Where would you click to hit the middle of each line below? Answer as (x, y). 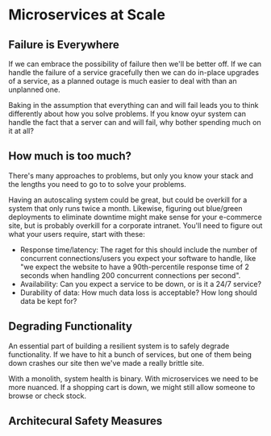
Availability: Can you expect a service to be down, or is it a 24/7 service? (141, 284)
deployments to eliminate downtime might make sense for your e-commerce (135, 217)
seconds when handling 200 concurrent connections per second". (130, 275)
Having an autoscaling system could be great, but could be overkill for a (128, 200)
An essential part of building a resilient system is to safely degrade (119, 346)
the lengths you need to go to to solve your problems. (98, 184)
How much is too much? (70, 156)
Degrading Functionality (71, 327)
